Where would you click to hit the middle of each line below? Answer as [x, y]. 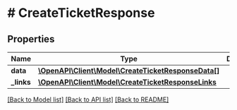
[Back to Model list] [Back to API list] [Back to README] [88, 99]
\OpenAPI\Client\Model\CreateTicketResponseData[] [129, 71]
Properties [31, 39]
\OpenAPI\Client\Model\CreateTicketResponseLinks [127, 82]
